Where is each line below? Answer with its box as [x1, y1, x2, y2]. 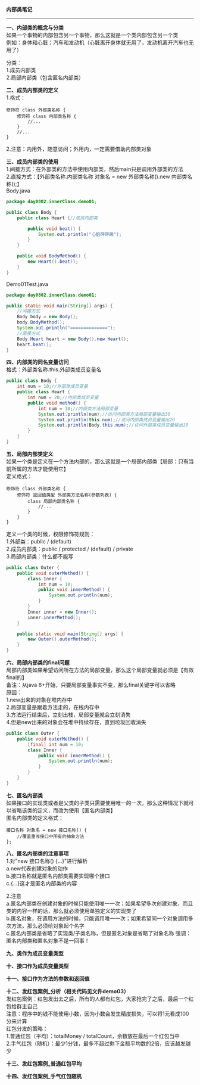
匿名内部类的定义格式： [6, 814, 64, 821]
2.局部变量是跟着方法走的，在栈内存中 [6, 704, 100, 711]
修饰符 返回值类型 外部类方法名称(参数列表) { [17, 492, 117, 498]
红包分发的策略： [6, 1025, 48, 1032]
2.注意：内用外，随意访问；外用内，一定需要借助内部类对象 [6, 145, 152, 153]
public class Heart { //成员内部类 [17, 214, 98, 221]
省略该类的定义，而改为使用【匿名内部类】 [11, 807, 116, 814]
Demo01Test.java [6, 280, 49, 288]
